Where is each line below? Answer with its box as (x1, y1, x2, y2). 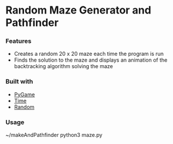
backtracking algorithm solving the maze (14, 63, 113, 70)
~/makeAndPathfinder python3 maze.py (5, 132, 102, 139)
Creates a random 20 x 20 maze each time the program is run (14, 51, 164, 58)
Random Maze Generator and (5, 4, 151, 17)
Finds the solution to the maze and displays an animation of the (14, 56, 168, 63)
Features (5, 37, 32, 45)
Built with (5, 78, 34, 86)
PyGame (14, 91, 35, 98)
